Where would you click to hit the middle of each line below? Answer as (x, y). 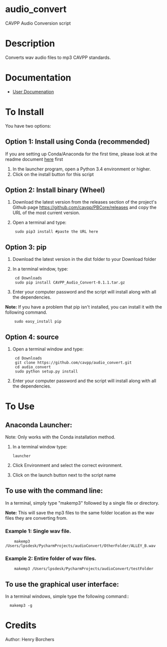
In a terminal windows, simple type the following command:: (67, 596)
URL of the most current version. (46, 213)
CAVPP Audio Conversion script (38, 23)
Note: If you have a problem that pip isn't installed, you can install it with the (83, 307)
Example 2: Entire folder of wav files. (51, 559)
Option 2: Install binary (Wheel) (55, 190)
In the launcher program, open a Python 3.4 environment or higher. (82, 169)
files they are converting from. (36, 518)
